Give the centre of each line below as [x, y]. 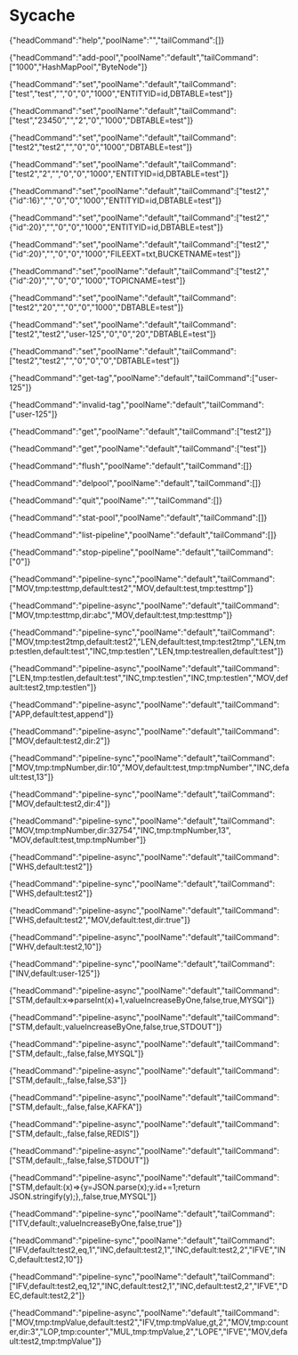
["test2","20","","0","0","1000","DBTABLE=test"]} [97, 307]
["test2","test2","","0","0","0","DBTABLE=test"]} [94, 361]
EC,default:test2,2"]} [48, 1295]
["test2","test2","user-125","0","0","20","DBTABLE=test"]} [113, 334]
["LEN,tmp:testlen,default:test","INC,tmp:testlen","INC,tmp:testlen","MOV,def [149, 677]
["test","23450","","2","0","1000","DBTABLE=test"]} [101, 120]
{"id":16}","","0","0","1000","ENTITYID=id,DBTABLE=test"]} [116, 200]
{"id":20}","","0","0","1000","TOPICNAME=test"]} [98, 280]
